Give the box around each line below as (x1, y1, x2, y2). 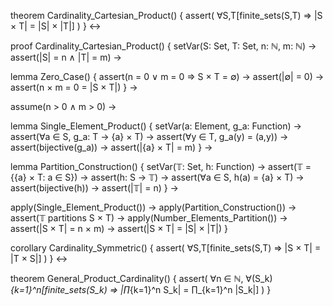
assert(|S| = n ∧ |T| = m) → (10, 51, 122, 63)
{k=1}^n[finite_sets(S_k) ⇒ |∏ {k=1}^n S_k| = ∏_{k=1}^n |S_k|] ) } (10, 284, 272, 295)
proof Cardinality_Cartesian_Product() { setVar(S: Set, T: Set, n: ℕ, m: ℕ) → (10, 40, 317, 52)
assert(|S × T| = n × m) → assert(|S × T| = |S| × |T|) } (10, 223, 228, 234)
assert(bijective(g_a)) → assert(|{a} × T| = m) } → (10, 141, 213, 153)
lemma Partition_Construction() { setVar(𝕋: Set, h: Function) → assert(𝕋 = (10, 161, 312, 172)
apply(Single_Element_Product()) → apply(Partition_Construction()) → (10, 201, 297, 213)
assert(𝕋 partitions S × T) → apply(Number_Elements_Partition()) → (10, 212, 288, 224)
